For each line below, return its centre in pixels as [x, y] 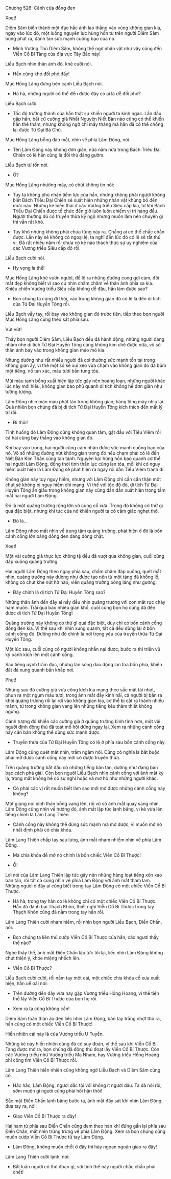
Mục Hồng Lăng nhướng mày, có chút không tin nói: [60, 185]
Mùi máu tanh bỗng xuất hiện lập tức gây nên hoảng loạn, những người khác [86, 381]
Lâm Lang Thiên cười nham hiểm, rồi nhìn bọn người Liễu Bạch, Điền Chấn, [84, 922]
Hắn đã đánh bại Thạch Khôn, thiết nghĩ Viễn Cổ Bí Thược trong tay [83, 907]
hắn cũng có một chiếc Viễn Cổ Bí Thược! [49, 1024]
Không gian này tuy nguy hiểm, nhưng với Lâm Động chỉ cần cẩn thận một [83, 479]
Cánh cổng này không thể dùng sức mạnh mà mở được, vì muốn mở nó [87, 824]
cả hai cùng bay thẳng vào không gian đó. [50, 438]
